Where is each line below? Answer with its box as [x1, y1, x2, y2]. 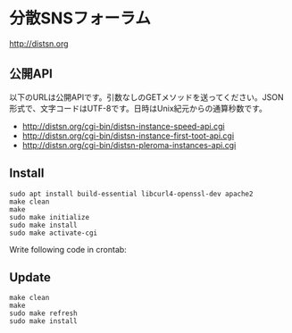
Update [9, 270, 52, 285]
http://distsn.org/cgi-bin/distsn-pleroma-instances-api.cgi [21, 139, 237, 150]
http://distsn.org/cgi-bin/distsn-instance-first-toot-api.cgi [21, 130, 235, 141]
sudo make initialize [9, 212, 90, 221]
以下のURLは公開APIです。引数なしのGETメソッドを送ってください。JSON [9, 91, 284, 103]
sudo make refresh [9, 309, 78, 318]
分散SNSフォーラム [9, 8, 152, 29]
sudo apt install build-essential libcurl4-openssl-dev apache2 [9, 189, 254, 198]
